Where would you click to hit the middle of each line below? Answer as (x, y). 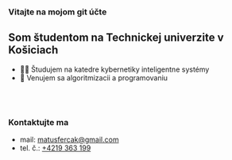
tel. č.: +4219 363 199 (55, 148)
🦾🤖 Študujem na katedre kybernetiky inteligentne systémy (114, 69)
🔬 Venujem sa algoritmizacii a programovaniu (94, 77)
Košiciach (33, 50)
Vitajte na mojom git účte (58, 12)
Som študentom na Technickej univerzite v (116, 38)
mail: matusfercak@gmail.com (69, 140)
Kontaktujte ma (39, 122)
